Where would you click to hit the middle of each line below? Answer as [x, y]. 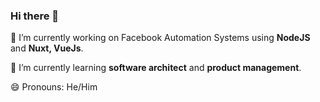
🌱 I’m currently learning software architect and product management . [156, 68]
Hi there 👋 [35, 16]
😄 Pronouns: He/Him [54, 87]
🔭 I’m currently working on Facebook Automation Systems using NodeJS [160, 38]
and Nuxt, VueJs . [47, 48]
